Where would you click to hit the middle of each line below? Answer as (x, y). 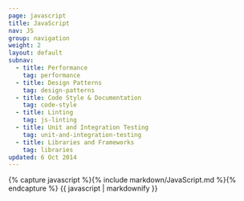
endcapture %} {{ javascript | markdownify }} (83, 188)
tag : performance (52, 75)
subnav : (21, 61)
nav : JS (21, 30)
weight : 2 (25, 46)
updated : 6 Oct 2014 (43, 157)
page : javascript (37, 16)
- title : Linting (45, 113)
